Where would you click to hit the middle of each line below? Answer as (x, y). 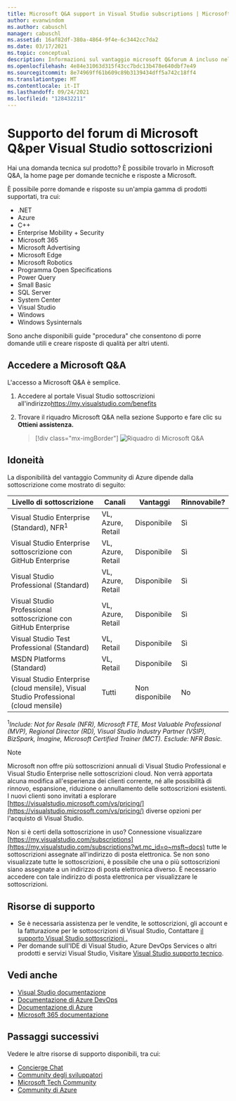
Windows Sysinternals (50, 322)
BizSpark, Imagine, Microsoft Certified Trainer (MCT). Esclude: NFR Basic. (115, 739)
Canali (115, 502)
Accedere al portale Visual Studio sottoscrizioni (86, 396)
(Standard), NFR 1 (39, 527)
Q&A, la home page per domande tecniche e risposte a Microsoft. (102, 175)
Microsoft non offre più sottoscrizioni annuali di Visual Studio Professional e (117, 766)
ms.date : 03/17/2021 (38, 46)
